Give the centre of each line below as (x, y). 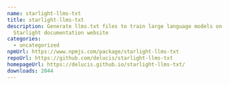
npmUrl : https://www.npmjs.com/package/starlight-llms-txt (93, 52)
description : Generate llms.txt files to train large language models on (115, 26)
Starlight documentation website (61, 33)
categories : (24, 39)
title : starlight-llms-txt (46, 20)
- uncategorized (36, 45)
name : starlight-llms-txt (44, 13)
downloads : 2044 (30, 71)
